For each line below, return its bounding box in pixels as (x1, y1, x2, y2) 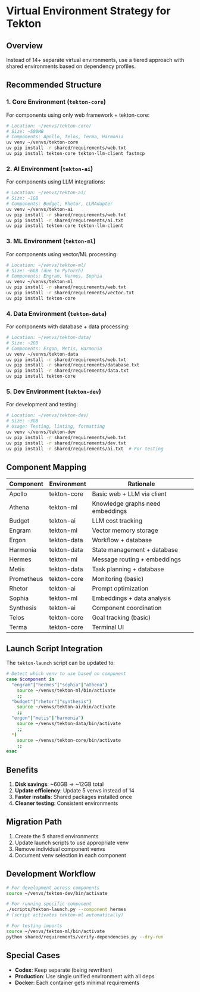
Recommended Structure (6, 80, 102, 90)
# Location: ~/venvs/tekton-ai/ (6, 189, 86, 196)
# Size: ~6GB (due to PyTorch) (6, 268, 84, 273)
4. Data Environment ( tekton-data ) (6, 309, 107, 318)
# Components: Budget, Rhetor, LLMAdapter (6, 201, 113, 207)
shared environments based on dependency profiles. (6, 63, 136, 70)
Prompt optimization (92, 584, 149, 593)
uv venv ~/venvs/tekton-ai (6, 206, 73, 212)
